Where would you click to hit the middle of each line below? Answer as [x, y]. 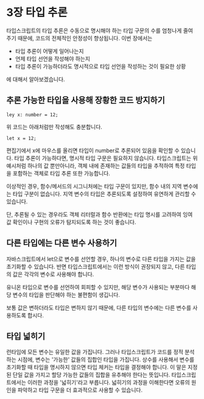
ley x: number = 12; [33, 115]
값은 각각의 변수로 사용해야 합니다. [53, 274]
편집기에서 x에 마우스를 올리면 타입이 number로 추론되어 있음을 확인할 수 [93, 150]
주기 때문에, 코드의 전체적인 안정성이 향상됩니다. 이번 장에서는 [79, 38]
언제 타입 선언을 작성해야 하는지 [52, 58]
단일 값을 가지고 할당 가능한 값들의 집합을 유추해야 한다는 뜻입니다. [91, 375]
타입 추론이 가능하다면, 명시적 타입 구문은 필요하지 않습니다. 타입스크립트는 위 [106, 158]
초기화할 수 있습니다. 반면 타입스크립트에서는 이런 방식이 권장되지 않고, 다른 [96, 266]
